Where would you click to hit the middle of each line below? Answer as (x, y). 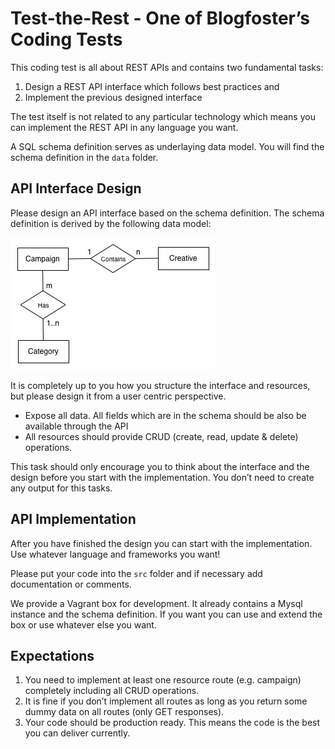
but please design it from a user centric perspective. (118, 396)
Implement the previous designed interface (113, 97)
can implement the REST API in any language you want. (124, 127)
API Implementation (73, 519)
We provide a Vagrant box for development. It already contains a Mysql (156, 603)
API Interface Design (76, 188)
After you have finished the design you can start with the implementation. (161, 543)
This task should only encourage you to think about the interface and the (160, 466)
